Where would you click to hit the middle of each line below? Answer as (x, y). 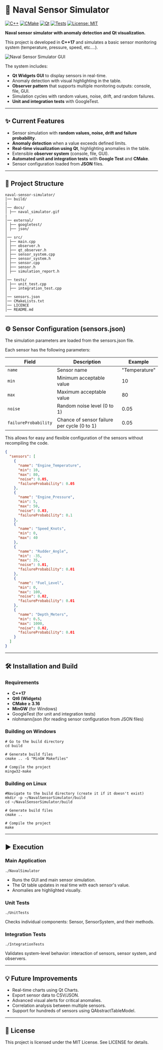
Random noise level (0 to (85, 406)
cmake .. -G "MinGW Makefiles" (37, 758)
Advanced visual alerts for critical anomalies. (57, 1000)
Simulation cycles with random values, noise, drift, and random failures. (83, 96)
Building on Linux (26, 783)
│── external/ (19, 220)
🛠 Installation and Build (41, 666)
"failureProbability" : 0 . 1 (45, 515)
